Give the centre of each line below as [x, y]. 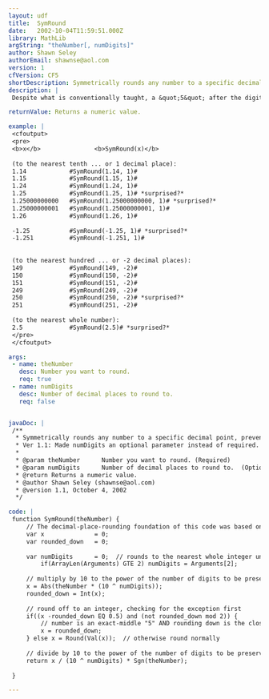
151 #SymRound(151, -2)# [74, 283]
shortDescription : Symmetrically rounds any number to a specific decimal [136, 82]
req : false [37, 401]
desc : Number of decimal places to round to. [96, 394]
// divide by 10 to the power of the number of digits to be [130, 653]
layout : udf [28, 16]
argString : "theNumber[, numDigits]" [71, 46]
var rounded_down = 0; [68, 541]
